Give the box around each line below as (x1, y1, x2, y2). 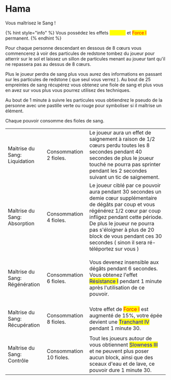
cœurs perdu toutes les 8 (89, 142, 150, 149)
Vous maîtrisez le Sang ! (5, 20, 56, 26)
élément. (5, 108, 24, 114)
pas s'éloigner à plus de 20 (89, 226, 154, 233)
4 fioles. (46, 216, 66, 224)
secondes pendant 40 (89, 148, 142, 155)
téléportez (89, 245, 114, 252)
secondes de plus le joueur (89, 154, 154, 162)
